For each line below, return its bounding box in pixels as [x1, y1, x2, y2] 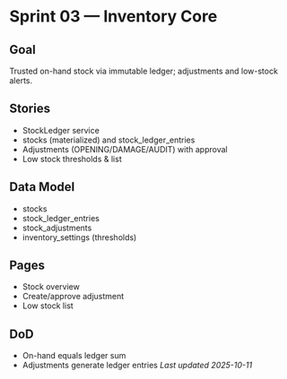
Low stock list [22, 300, 74, 311]
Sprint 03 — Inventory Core [9, 6, 218, 27]
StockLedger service [22, 125, 100, 135]
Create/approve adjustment [22, 291, 125, 302]
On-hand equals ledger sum [22, 350, 126, 361]
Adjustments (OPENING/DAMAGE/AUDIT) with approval [22, 143, 228, 154]
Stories [9, 101, 51, 116]
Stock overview [22, 281, 81, 292]
